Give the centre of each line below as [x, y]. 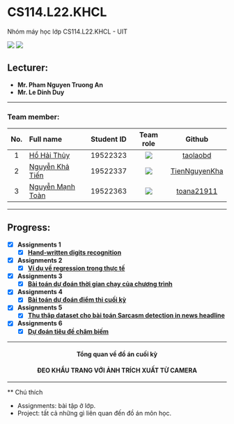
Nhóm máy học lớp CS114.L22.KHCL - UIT [67, 31]
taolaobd [197, 156]
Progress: [29, 228]
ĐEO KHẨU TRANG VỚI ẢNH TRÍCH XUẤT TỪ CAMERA [117, 370]
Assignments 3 [40, 276]
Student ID [108, 139]
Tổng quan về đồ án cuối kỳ [117, 354]
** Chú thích [25, 393]
